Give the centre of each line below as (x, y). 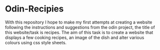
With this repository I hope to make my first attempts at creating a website (79, 22)
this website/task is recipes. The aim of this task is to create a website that (79, 32)
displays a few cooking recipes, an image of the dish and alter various (75, 37)
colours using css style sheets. (36, 42)
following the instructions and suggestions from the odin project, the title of (80, 27)
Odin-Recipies (34, 9)
